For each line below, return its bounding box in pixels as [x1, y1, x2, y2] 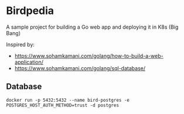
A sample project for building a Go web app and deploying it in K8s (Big [6, 23, 179, 30]
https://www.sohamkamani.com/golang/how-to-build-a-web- [14, 52, 163, 59]
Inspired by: [6, 41, 35, 48]
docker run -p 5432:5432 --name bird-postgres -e [6, 97, 130, 103]
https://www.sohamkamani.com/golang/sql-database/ [14, 64, 145, 71]
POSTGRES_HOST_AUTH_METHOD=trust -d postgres [6, 102, 119, 108]
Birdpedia [6, 4, 54, 18]
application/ [14, 58, 44, 65]
